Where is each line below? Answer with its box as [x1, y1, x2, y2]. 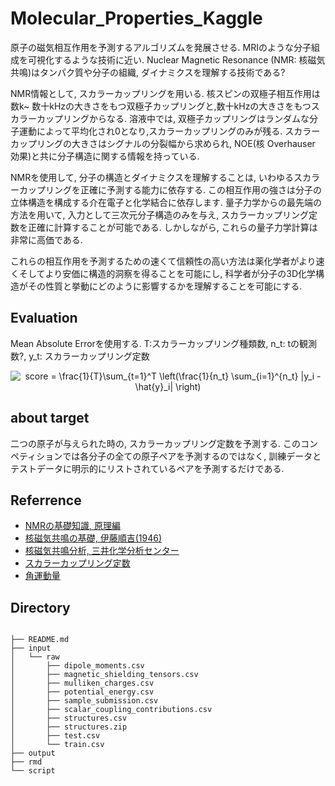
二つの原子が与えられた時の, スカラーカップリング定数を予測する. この [10, 437, 301, 449]
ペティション [10, 450, 63, 462]
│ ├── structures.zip [10, 722, 128, 732]
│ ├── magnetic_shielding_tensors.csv [10, 670, 199, 680]
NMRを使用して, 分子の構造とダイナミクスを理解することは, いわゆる [10, 171, 295, 183]
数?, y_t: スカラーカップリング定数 [10, 350, 150, 362]
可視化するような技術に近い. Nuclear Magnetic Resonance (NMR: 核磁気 [27, 53, 326, 66]
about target [10, 410, 90, 427]
